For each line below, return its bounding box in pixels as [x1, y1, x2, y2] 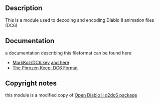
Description [5, 4, 42, 12]
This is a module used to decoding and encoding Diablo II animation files [5, 17, 155, 23]
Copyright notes [5, 79, 57, 88]
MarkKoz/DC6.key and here [12, 59, 70, 65]
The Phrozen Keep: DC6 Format [12, 64, 78, 71]
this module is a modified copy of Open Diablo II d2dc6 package [5, 92, 137, 98]
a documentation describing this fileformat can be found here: [5, 50, 133, 56]
